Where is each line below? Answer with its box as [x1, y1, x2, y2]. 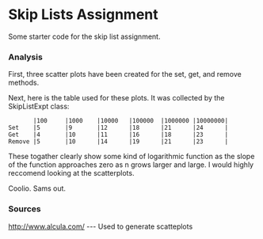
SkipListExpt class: [8, 101, 70, 112]
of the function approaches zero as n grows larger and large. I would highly [8, 160, 254, 169]
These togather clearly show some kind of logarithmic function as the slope [8, 152, 255, 161]
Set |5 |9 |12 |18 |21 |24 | [8, 124, 228, 132]
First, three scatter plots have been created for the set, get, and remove [8, 70, 242, 79]
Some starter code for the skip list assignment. [8, 32, 161, 41]
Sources [8, 203, 41, 214]
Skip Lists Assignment [8, 6, 158, 24]
